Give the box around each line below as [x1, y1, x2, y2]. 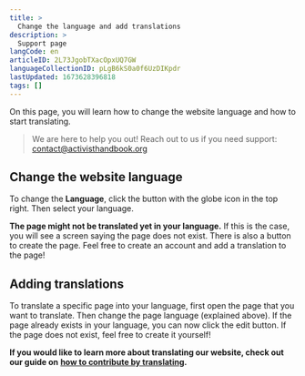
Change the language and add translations [17, 22, 181, 31]
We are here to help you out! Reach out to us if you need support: [31, 133, 278, 144]
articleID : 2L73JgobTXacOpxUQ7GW [9, 56, 137, 65]
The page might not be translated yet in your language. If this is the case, [9, 220, 290, 232]
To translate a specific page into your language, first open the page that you [9, 300, 295, 311]
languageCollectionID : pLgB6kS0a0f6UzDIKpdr [9, 65, 181, 74]
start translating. [9, 116, 71, 127]
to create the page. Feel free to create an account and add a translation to [9, 240, 287, 251]
